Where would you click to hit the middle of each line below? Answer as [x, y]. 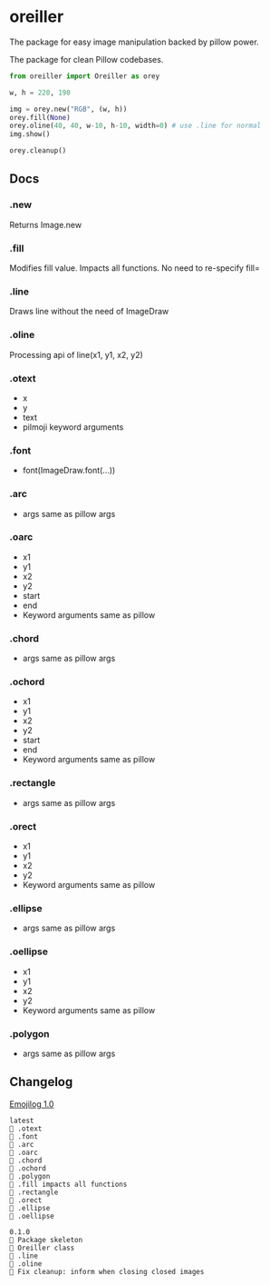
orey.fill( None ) [40, 117]
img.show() [30, 134]
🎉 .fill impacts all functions [68, 1184]
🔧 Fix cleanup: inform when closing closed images [107, 1271]
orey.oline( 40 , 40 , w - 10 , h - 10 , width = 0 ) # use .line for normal [135, 126]
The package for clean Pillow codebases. [87, 59]
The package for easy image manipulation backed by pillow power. [135, 42]
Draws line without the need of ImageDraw [89, 312]
